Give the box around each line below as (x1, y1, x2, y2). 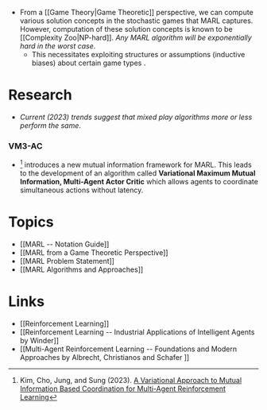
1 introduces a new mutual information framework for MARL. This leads (19, 159, 252, 169)
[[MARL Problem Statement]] (19, 256, 115, 265)
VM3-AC (8, 140, 43, 151)
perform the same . (19, 120, 82, 130)
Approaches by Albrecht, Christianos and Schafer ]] (19, 352, 190, 362)
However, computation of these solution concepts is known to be (19, 25, 233, 33)
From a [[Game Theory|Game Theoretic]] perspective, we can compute (19, 8, 254, 17)
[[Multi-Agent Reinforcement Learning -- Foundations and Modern (19, 344, 237, 354)
